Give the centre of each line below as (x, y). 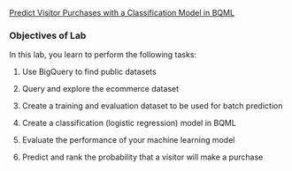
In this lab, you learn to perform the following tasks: (103, 55)
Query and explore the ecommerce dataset (100, 89)
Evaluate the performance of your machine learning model (128, 140)
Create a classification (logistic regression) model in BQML (129, 123)
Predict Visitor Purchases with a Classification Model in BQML (122, 13)
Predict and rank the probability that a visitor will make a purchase (142, 157)
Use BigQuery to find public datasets (89, 72)
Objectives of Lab (48, 35)
